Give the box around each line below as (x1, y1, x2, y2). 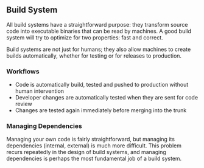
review (15, 100, 32, 108)
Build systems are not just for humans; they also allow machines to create (6, 45, 191, 53)
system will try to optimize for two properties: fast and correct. (6, 33, 163, 41)
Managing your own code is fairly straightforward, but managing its (6, 136, 175, 143)
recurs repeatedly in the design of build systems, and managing (6, 149, 166, 156)
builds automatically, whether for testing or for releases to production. (6, 52, 181, 59)
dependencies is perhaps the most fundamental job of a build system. (6, 155, 182, 163)
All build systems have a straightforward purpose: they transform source (6, 21, 188, 28)
